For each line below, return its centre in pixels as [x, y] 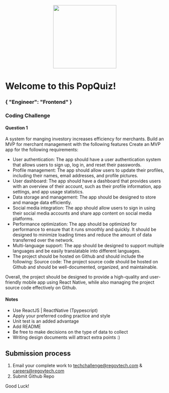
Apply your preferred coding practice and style [61, 316]
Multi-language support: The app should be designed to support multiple [88, 246]
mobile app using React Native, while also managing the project [89, 282]
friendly [13, 282]
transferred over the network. [43, 240]
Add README [27, 327]
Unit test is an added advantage [46, 321]
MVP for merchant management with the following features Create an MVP [83, 144]
